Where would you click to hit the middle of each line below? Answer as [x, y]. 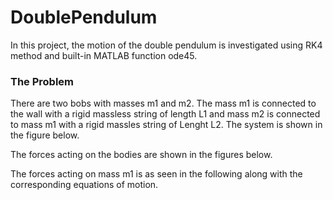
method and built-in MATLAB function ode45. [104, 55]
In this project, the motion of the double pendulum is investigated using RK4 [166, 45]
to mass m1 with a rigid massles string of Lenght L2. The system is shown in [166, 125]
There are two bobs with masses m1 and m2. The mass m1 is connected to [163, 103]
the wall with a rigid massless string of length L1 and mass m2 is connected [165, 114]
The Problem [42, 81]
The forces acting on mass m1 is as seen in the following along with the [156, 174]
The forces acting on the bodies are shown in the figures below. [141, 155]
